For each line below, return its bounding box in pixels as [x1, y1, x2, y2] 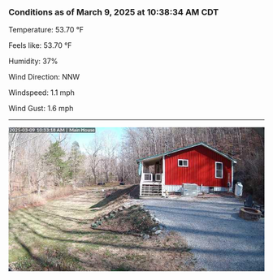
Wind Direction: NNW [8, 72, 80, 82]
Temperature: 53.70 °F [8, 25, 84, 35]
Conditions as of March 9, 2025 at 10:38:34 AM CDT [8, 6, 219, 18]
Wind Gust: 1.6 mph [8, 104, 74, 114]
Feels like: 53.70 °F [8, 41, 72, 50]
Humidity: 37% [8, 56, 58, 67]
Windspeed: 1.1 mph [8, 88, 76, 97]
